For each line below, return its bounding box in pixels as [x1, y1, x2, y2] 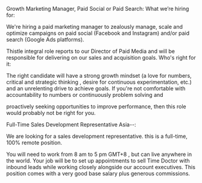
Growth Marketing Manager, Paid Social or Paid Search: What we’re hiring [6, 5, 189, 12]
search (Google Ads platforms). [6, 36, 84, 43]
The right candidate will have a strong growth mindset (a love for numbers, [6, 72, 192, 79]
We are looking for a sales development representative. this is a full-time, [6, 132, 188, 140]
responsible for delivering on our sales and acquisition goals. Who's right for [6, 54, 196, 61]
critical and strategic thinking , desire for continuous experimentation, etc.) [6, 78, 192, 85]
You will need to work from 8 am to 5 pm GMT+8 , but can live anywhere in [6, 150, 192, 158]
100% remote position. [6, 139, 62, 146]
